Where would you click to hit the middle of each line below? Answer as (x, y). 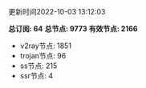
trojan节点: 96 (43, 56)
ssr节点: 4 (36, 76)
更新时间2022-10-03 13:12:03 (57, 12)
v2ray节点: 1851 (46, 46)
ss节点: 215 (39, 66)
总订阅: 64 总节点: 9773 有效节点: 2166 (73, 29)
